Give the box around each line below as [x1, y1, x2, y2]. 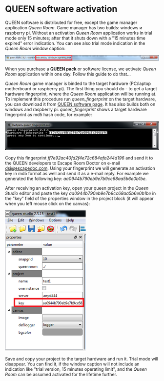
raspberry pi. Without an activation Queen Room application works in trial [5, 30, 152, 36]
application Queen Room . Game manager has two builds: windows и [5, 24, 143, 30]
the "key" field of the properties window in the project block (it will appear [5, 196, 154, 201]
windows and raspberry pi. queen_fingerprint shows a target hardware [5, 106, 147, 112]
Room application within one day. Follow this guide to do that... [5, 71, 131, 77]
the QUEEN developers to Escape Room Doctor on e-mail [5, 160, 121, 166]
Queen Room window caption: [5, 45, 66, 51]
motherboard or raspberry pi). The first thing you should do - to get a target [5, 85, 157, 91]
